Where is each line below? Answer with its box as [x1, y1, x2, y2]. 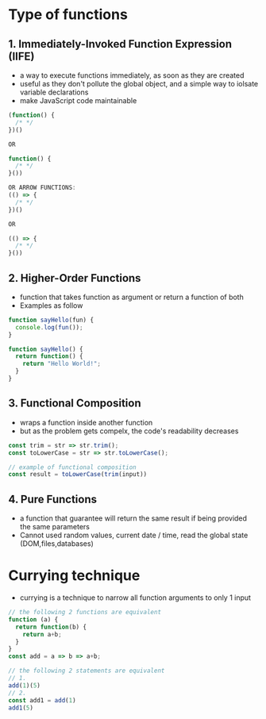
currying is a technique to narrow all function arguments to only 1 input [19, 593, 252, 602]
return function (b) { [15, 623, 87, 631]
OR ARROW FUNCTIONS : [8, 184, 77, 192]
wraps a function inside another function [19, 417, 153, 427]
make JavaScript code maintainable [19, 96, 137, 105]
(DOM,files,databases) [19, 539, 94, 548]
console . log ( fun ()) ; [15, 323, 83, 331]
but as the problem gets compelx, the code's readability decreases [19, 426, 239, 436]
